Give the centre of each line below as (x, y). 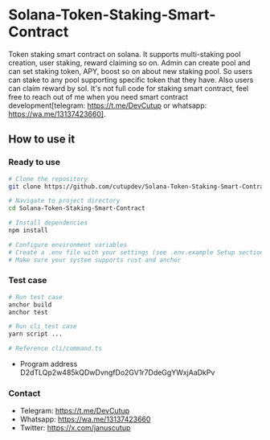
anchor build (30, 304)
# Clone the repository (48, 179)
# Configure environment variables (68, 245)
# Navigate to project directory (64, 201)
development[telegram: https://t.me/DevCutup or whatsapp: (108, 105)
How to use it (42, 140)
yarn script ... (35, 334)
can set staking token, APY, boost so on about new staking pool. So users (131, 71)
